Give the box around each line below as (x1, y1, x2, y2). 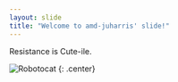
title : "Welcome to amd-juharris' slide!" (9, 21, 170, 30)
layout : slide (9, 12, 63, 22)
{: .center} (57, 63, 96, 74)
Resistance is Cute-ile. (9, 45, 92, 56)
